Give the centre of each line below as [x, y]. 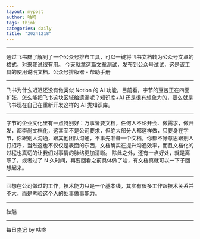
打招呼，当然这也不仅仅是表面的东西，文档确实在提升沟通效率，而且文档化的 [100, 146]
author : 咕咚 [21, 17]
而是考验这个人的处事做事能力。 [61, 193]
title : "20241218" [29, 34]
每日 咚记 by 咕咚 [26, 230]
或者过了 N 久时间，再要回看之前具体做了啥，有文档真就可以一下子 [104, 161]
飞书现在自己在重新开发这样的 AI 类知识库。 [60, 105]
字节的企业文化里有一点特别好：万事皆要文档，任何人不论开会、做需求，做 [97, 123]
